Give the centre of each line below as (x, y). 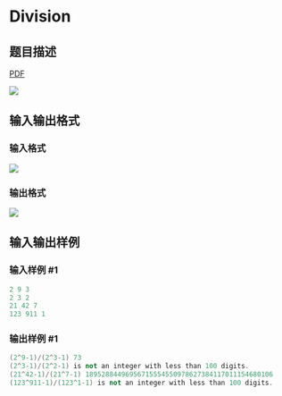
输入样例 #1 (33, 270)
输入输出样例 (45, 243)
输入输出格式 (45, 121)
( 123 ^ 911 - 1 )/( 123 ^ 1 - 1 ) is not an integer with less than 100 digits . (141, 383)
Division (40, 17)
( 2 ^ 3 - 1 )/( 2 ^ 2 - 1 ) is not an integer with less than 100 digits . (129, 367)
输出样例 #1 (33, 339)
